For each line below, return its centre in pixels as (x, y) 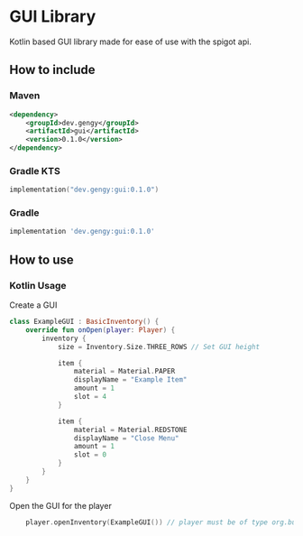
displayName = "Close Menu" (126, 438)
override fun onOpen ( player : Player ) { (101, 330)
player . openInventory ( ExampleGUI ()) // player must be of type (147, 522)
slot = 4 (90, 397)
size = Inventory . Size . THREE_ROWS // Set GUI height (158, 347)
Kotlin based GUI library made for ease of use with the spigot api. (131, 42)
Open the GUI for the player (61, 505)
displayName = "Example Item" (130, 380)
